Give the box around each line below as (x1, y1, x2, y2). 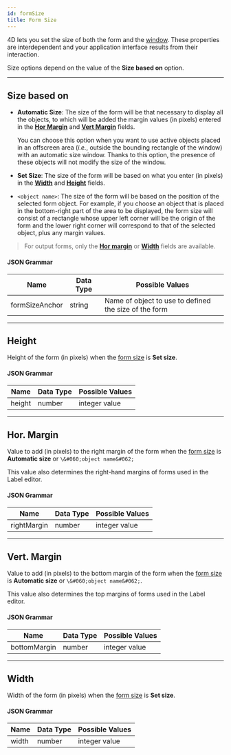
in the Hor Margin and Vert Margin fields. (16, 123, 135, 131)
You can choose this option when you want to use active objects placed (16, 136, 221, 145)
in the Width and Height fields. (16, 179, 105, 187)
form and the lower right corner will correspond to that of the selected (16, 221, 216, 230)
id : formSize (7, 10, 45, 17)
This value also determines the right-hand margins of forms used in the (7, 468, 209, 476)
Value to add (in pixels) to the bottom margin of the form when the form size (7, 570, 222, 578)
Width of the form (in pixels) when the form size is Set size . (7, 691, 175, 700)
